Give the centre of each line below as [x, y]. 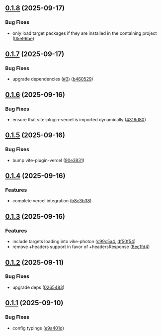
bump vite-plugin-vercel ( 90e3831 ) [48, 160]
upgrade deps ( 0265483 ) [38, 287]
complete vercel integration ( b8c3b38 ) [52, 201]
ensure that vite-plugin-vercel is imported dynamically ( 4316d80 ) [79, 120]
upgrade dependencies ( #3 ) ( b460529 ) [53, 79]
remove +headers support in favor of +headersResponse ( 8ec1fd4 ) [81, 247]
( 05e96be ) [23, 38]
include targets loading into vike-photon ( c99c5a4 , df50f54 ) [74, 242]
